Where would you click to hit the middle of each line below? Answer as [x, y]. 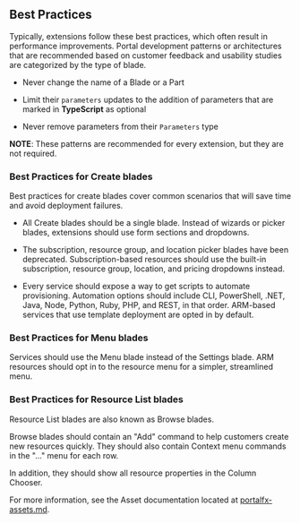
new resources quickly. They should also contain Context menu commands [148, 446]
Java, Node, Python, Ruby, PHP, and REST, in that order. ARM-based [149, 305]
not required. [33, 153]
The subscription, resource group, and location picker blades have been [155, 250]
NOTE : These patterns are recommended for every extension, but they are [146, 143]
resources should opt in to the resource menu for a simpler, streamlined [141, 367]
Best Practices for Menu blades [79, 338]
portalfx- [257, 500]
